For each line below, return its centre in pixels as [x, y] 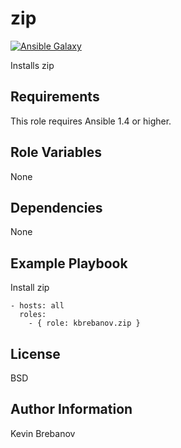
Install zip [30, 288]
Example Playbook [69, 263]
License [35, 353]
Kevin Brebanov [43, 433]
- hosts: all [37, 306]
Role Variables [56, 152]
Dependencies [56, 207]
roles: [33, 315]
